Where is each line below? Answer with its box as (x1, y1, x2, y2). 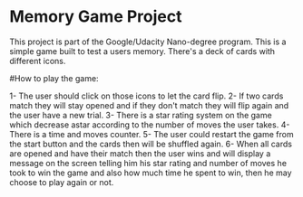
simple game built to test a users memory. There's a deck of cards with (9, 45, 275, 56)
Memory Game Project (9, 6, 182, 27)
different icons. (9, 55, 66, 66)
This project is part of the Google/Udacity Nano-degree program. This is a (9, 36, 287, 47)
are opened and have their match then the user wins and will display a (9, 147, 271, 159)
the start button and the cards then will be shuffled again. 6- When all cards (9, 138, 293, 149)
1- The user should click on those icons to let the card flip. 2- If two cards (9, 90, 284, 101)
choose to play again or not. (9, 176, 114, 187)
